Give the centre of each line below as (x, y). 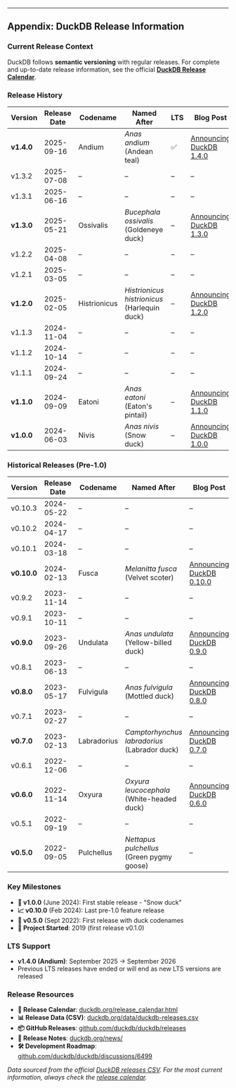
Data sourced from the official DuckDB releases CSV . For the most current (115, 1070)
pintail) (136, 415)
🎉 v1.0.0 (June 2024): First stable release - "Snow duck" (100, 902)
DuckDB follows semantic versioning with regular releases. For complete (113, 62)
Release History (35, 95)
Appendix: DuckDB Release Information (96, 26)
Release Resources (41, 994)
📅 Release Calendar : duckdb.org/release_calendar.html (97, 1010)
